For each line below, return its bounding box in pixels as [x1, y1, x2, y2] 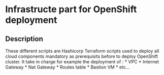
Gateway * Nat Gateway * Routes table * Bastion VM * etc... [5, 64, 130, 70]
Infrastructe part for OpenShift [5, 4, 137, 15]
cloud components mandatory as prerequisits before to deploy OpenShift [5, 53, 158, 59]
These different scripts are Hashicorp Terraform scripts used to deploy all [5, 48, 159, 54]
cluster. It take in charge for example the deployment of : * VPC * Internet [5, 59, 159, 64]
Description [5, 34, 43, 43]
